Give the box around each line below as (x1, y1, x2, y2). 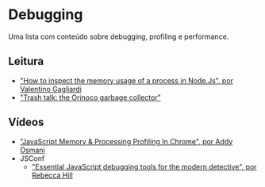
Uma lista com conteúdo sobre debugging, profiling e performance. (8, 32, 229, 41)
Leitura (8, 55, 44, 68)
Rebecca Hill (31, 170, 73, 180)
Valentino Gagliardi (19, 84, 82, 93)
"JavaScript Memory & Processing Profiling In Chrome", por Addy (19, 136, 233, 146)
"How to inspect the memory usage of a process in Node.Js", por (19, 75, 234, 85)
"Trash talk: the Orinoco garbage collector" (19, 93, 161, 102)
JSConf (19, 153, 45, 163)
